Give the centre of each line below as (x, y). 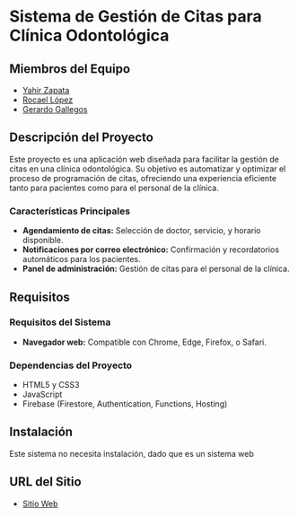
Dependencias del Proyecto (71, 365)
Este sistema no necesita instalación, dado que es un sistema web (131, 453)
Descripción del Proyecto (82, 138)
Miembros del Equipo (70, 69)
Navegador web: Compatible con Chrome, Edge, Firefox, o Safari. (145, 342)
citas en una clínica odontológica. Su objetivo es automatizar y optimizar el (148, 169)
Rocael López (48, 100)
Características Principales (70, 211)
